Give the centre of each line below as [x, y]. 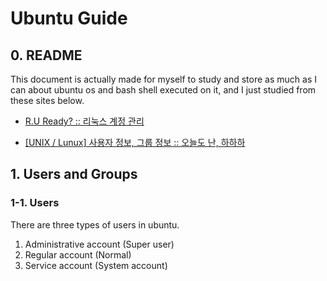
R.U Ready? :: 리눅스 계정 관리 [84, 121]
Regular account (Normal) [78, 254]
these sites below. [47, 100]
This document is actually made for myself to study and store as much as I [163, 79]
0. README [46, 55]
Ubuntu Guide [69, 18]
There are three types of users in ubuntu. [95, 224]
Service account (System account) [96, 265]
